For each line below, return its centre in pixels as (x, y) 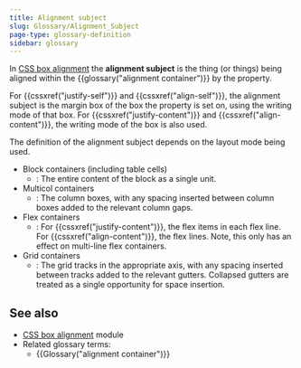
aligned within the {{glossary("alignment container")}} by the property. (141, 79)
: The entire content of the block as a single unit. (126, 179)
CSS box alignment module (73, 335)
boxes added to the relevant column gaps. (114, 208)
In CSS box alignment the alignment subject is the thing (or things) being (146, 69)
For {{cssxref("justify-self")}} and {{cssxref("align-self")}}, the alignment (145, 96)
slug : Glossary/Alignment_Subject (75, 26)
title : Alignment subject (58, 18)
